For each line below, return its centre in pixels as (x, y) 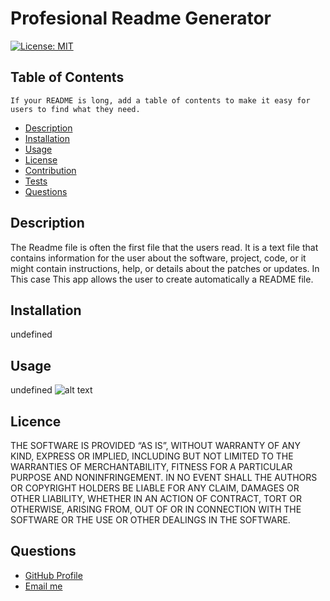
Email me (43, 586)
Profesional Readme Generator (141, 18)
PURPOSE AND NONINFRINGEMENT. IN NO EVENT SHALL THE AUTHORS (164, 477)
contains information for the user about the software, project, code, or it (158, 258)
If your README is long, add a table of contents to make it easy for (160, 100)
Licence (36, 421)
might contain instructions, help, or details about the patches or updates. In (165, 268)
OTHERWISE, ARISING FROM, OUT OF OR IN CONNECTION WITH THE (156, 509)
